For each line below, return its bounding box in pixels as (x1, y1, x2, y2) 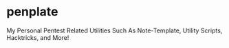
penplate (6, 4, 58, 20)
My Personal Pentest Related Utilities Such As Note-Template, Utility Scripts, (6, 26, 223, 34)
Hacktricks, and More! (6, 33, 69, 41)
